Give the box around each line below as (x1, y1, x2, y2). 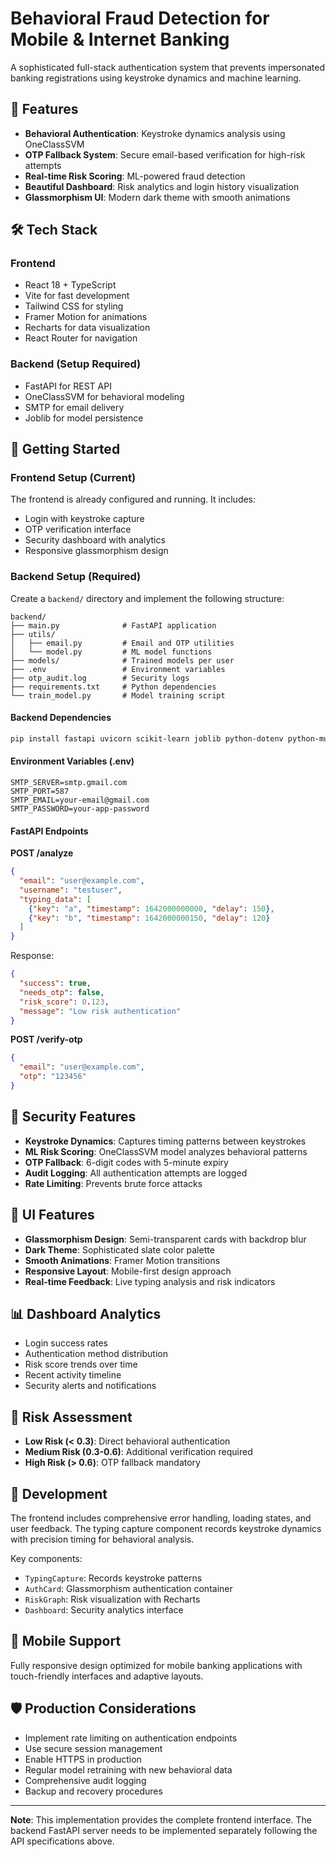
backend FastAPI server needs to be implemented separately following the (10, 1824, 318, 1836)
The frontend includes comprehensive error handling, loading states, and (10, 1512, 312, 1524)
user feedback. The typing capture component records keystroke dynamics (10, 1523, 322, 1535)
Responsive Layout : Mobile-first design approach (24, 1265, 232, 1277)
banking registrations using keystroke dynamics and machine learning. (10, 72, 302, 84)
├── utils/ (10, 629, 56, 639)
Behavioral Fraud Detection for (10, 7, 270, 30)
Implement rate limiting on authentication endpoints (24, 1732, 238, 1744)
